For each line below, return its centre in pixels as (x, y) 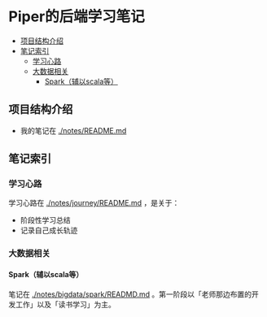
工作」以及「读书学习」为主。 (65, 304)
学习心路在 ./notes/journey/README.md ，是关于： (94, 203)
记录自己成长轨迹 (49, 230)
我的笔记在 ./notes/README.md (73, 130)
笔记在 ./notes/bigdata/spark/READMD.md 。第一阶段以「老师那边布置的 (130, 294)
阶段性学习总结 (45, 220)
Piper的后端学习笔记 (77, 17)
